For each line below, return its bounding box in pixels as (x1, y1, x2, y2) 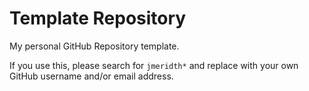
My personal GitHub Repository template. (9, 40, 180, 52)
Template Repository (9, 7, 187, 30)
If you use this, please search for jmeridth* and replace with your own (9, 59, 299, 71)
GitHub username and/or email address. (9, 70, 174, 82)
